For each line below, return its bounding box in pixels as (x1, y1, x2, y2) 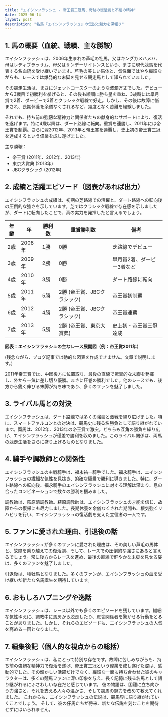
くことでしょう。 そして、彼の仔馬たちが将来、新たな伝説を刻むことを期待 (5, 700, 159, 706)
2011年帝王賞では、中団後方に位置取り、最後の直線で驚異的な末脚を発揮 (5, 371, 154, 377)
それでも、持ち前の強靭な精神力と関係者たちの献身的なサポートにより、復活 (5, 114, 162, 120)
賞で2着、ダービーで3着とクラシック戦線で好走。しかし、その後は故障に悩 (5, 97, 159, 103)
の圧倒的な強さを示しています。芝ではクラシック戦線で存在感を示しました (5, 203, 158, 209)
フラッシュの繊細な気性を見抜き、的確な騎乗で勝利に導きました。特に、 (5, 475, 154, 482)
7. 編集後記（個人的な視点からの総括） (5, 642, 123, 651)
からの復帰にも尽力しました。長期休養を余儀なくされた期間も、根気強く (9, 505, 158, 511)
